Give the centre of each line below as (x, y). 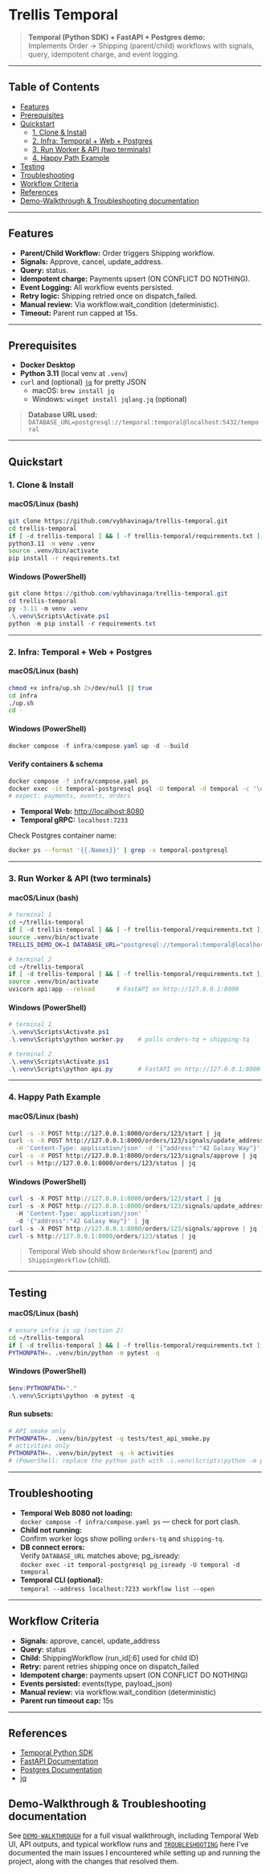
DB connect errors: (53, 1547)
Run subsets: (31, 1414)
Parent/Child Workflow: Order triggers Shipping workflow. (117, 253)
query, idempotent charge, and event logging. (104, 54)
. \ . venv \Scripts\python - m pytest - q (72, 1396)
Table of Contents (54, 87)
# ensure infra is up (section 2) (66, 1330)
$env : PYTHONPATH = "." (43, 1388)
